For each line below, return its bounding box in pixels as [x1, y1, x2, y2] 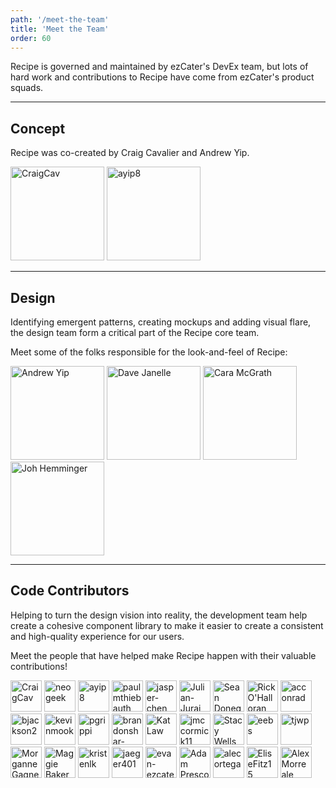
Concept [10, 120, 66, 137]
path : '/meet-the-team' [10, 14, 110, 25]
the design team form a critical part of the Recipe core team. [10, 327, 260, 338]
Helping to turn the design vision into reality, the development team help [10, 609, 308, 621]
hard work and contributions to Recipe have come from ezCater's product [10, 71, 315, 83]
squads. [10, 82, 44, 94]
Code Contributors [10, 582, 130, 600]
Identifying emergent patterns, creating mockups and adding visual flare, [10, 316, 312, 328]
